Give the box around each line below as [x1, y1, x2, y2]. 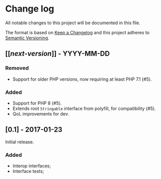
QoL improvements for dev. [12, 110, 69, 116]
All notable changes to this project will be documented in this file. [5, 20, 141, 26]
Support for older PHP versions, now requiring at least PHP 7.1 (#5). [12, 76, 152, 82]
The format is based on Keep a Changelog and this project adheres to [5, 29, 150, 35]
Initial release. [5, 139, 34, 145]
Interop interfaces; [12, 163, 51, 169]
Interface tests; [12, 168, 44, 174]
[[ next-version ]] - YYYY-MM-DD [5, 49, 110, 58]
